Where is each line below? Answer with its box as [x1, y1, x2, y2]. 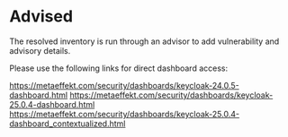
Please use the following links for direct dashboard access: [9, 63, 229, 73]
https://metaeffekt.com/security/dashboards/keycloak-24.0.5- [9, 80, 240, 90]
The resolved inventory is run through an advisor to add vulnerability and [9, 36, 280, 47]
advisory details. [9, 45, 71, 56]
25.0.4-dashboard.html [9, 98, 95, 109]
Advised [9, 6, 74, 27]
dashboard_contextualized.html [9, 118, 126, 129]
